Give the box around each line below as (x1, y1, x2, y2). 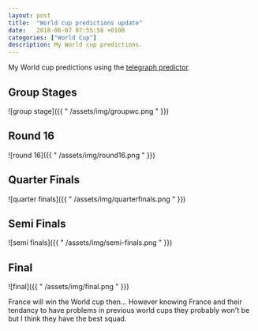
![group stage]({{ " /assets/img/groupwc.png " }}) (8, 106, 170, 115)
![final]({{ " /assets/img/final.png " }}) (8, 282, 129, 292)
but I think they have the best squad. (8, 314, 127, 324)
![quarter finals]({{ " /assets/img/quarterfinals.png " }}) (8, 194, 186, 204)
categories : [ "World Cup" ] (8, 33, 97, 42)
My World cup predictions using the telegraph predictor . (8, 62, 191, 72)
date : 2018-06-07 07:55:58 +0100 (8, 26, 125, 34)
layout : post (8, 11, 51, 20)
